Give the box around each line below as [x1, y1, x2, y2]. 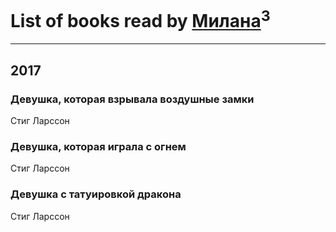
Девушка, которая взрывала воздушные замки [10, 92, 255, 106]
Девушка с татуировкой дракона [10, 187, 182, 201]
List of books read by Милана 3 [10, 6, 271, 33]
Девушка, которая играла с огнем [10, 139, 187, 153]
